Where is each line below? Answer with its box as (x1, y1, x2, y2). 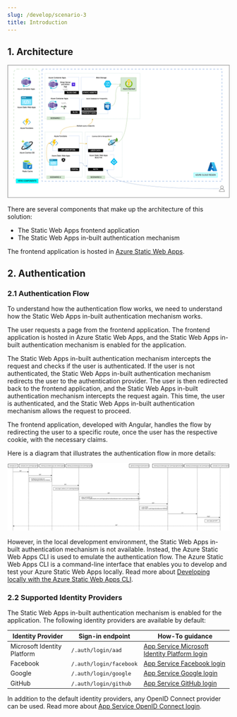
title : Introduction (7, 18, 68, 26)
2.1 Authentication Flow (7, 288, 90, 298)
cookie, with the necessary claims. (7, 436, 108, 444)
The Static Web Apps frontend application (17, 226, 140, 234)
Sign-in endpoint (78, 632, 130, 640)
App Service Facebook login (143, 659, 226, 668)
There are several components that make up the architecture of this (7, 204, 204, 213)
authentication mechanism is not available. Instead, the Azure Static (21, 545, 219, 553)
